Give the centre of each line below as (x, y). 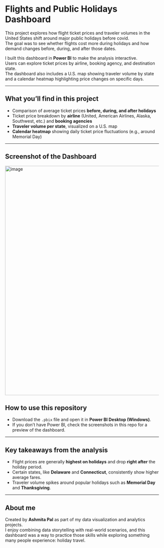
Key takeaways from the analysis (57, 450)
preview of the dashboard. (39, 430)
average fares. (27, 478)
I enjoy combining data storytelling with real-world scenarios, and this (75, 530)
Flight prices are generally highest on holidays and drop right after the (84, 462)
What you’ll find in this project (52, 99)
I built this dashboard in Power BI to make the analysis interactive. (71, 58)
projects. (14, 525)
